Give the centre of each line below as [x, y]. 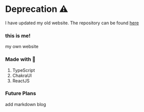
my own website [22, 47]
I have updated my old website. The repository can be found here [72, 23]
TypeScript [24, 70]
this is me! [18, 36]
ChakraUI [22, 75]
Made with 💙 [20, 59]
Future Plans [21, 94]
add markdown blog [26, 104]
